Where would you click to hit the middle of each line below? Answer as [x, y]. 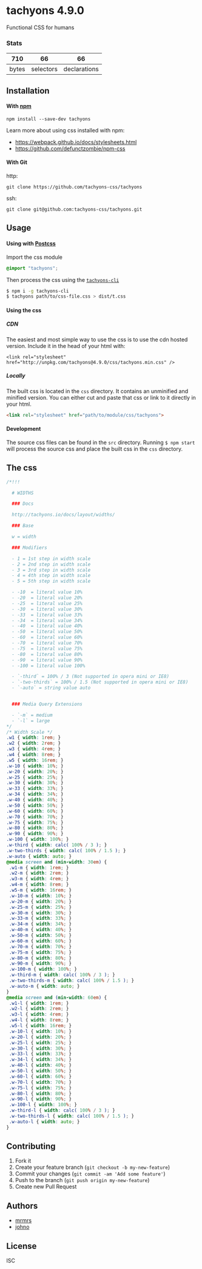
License [22, 1246]
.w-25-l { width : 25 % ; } [40, 1042]
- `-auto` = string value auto [51, 688]
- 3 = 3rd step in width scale [51, 570]
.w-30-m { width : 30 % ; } [40, 913]
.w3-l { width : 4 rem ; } [39, 1014]
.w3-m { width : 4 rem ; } [39, 879]
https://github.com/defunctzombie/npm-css [70, 148]
